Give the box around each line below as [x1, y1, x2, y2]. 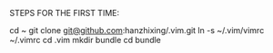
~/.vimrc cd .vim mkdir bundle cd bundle [9, 35, 162, 45]
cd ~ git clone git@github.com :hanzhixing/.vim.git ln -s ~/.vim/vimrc [9, 25, 265, 35]
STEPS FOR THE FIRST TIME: [9, 8, 120, 18]
